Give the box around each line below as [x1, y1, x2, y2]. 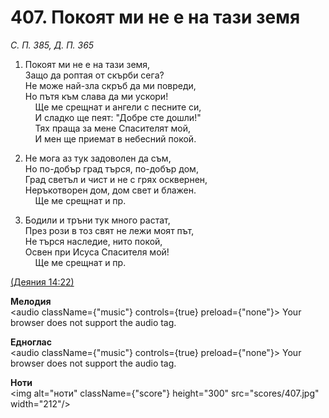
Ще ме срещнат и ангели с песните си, [34, 101, 202, 113]
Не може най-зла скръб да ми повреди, [24, 79, 197, 91]
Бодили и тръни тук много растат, [24, 214, 171, 226]
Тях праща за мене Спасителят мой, [34, 122, 192, 134]
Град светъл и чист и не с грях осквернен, [24, 173, 208, 185]
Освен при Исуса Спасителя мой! [24, 246, 170, 258]
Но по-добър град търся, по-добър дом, [24, 162, 199, 175]
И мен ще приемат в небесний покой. [34, 132, 197, 145]
